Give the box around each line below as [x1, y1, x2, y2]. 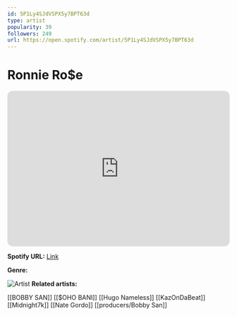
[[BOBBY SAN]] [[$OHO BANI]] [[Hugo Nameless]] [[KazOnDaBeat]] [7, 293, 206, 302]
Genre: [7, 266, 28, 274]
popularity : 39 [7, 23, 52, 30]
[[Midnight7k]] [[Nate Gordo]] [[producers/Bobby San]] [7, 301, 168, 310]
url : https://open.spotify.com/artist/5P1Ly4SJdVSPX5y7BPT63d [7, 37, 194, 44]
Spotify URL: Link [7, 252, 59, 261]
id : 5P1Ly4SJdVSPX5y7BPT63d [7, 10, 90, 18]
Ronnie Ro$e [7, 67, 83, 83]
